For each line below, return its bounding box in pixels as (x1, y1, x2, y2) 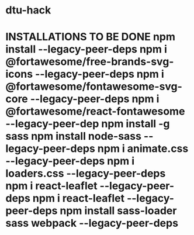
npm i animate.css (97, 142, 189, 155)
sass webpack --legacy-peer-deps (5, 217, 179, 230)
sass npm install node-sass (5, 130, 141, 143)
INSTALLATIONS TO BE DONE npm (5, 30, 176, 44)
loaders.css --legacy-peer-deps (5, 167, 166, 180)
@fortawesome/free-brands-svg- (5, 55, 174, 68)
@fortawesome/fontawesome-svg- (5, 80, 182, 94)
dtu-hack (5, 4, 51, 17)
